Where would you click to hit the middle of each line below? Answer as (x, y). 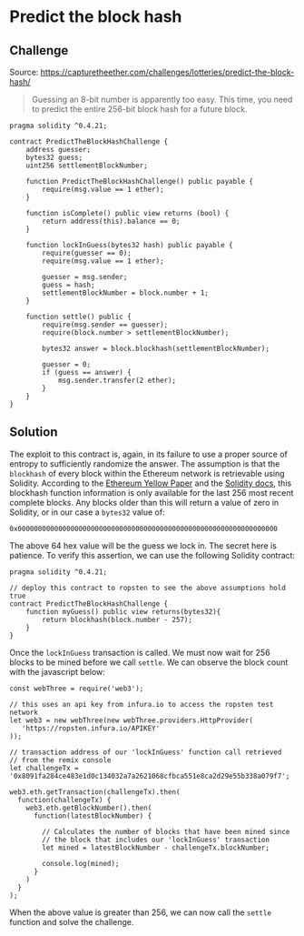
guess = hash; (69, 285)
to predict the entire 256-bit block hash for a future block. (139, 109)
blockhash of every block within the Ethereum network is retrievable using (147, 473)
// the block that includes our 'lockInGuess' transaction (156, 840)
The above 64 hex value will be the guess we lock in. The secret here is (143, 545)
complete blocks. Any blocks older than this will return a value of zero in (144, 502)
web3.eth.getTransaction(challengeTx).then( (95, 792)
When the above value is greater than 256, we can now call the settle (141, 912)
